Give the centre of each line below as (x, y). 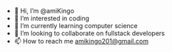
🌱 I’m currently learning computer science (76, 26)
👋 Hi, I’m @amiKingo (44, 11)
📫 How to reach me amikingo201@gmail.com (81, 41)
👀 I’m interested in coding (52, 18)
